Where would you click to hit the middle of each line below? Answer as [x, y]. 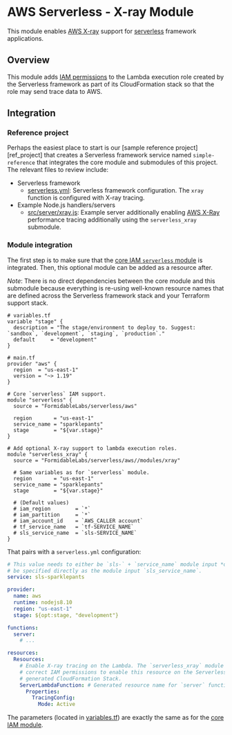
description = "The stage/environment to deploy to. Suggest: [105, 327]
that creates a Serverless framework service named [118, 155]
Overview [29, 60]
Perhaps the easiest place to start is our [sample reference [91, 148]
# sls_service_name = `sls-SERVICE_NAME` [75, 533]
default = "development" [55, 340]
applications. [25, 38]
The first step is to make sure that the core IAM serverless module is [105, 260]
